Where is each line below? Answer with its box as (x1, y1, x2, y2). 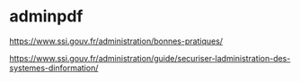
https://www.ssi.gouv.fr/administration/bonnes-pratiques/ (9, 36, 223, 46)
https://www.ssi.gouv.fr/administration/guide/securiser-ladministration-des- (9, 53, 291, 63)
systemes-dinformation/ (9, 62, 99, 73)
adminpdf (9, 6, 84, 27)
